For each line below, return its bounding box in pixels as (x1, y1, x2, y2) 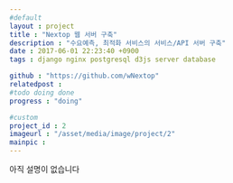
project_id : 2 (9, 121, 67, 131)
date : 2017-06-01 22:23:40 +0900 (9, 47, 140, 56)
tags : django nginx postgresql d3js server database (9, 55, 217, 64)
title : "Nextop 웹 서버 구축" (9, 30, 117, 39)
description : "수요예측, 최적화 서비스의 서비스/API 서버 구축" (9, 38, 227, 48)
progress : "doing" (9, 96, 83, 105)
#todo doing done (9, 87, 75, 97)
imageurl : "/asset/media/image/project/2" (9, 130, 176, 139)
